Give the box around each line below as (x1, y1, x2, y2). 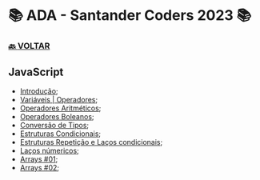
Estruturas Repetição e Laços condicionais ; (19, 137, 163, 146)
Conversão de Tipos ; (19, 120, 90, 130)
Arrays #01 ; (19, 154, 58, 164)
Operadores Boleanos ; (19, 111, 94, 121)
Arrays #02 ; (19, 162, 60, 172)
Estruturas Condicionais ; (19, 129, 102, 138)
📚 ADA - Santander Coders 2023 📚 (8, 6, 252, 25)
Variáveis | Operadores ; (19, 94, 98, 104)
